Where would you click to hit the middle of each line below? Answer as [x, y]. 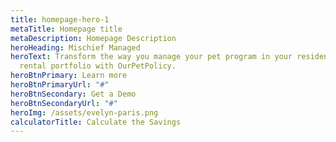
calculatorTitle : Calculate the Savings [96, 122]
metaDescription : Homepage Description [93, 38]
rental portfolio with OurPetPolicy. [98, 66]
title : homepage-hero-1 [60, 19]
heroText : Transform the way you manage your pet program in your [151, 57]
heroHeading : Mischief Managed [75, 47]
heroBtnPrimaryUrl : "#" [60, 85]
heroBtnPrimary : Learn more [69, 76]
